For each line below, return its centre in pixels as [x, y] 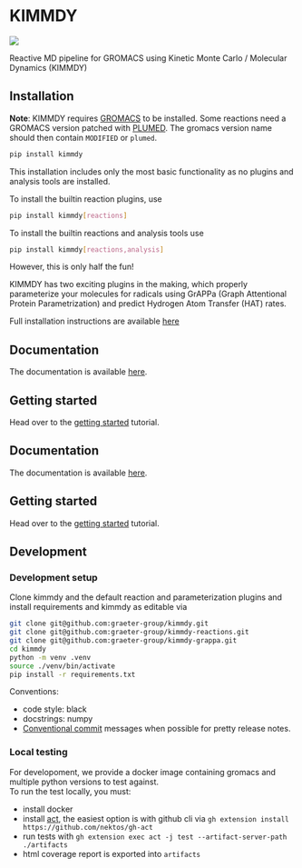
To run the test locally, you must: [70, 791]
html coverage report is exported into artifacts [112, 853]
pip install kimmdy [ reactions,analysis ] [87, 249]
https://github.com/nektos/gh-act [88, 827]
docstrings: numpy [58, 719]
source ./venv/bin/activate [63, 666]
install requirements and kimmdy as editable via [98, 607]
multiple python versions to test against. [84, 782]
